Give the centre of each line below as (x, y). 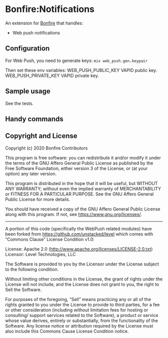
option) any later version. (31, 173)
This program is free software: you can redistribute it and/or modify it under (83, 157)
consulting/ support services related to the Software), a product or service (82, 315)
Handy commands (34, 119)
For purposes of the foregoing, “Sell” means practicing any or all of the (78, 299)
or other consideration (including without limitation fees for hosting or (77, 310)
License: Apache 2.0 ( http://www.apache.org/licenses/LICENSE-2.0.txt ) (79, 249)
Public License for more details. (38, 199)
